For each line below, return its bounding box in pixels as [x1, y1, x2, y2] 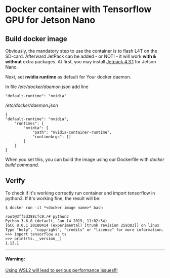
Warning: [5, 256, 25, 262]
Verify [5, 176, 25, 185]
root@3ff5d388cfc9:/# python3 [5, 214, 69, 219]
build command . [5, 162, 39, 168]
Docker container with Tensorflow [5, 4, 152, 15]
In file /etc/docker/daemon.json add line [5, 84, 89, 90]
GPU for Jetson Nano [5, 14, 96, 26]
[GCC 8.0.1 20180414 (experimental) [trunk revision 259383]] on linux [5, 223, 159, 228]
